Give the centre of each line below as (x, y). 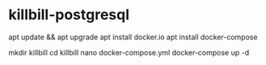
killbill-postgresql (69, 15)
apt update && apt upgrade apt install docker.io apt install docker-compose (133, 37)
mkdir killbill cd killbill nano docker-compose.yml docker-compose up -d (129, 52)
